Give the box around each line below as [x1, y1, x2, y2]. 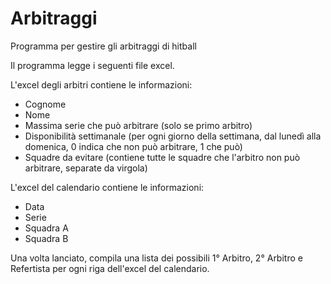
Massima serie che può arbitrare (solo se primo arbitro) [24, 119, 253, 131]
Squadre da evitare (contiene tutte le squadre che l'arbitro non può [24, 151, 301, 163]
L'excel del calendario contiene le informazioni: [10, 181, 205, 193]
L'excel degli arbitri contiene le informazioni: [10, 78, 193, 91]
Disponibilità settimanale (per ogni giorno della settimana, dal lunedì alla [24, 130, 322, 142]
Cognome [24, 98, 67, 110]
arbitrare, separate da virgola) [24, 162, 148, 174]
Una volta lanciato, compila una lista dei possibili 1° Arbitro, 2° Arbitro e [10, 252, 303, 264]
